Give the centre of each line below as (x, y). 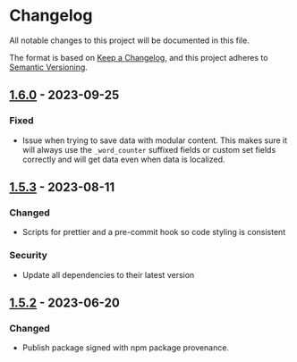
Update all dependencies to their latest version (108, 274)
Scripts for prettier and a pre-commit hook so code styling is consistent (154, 232)
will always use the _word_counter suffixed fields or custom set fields (149, 149)
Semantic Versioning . (48, 67)
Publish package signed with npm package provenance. (126, 348)
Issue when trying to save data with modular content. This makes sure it (155, 140)
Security (28, 256)
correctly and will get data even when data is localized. (123, 159)
